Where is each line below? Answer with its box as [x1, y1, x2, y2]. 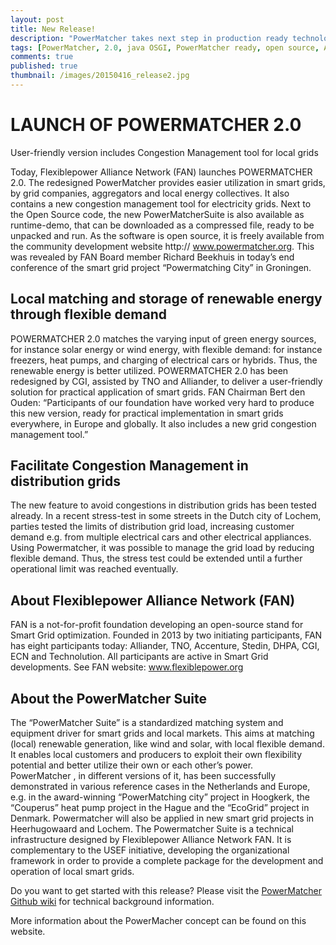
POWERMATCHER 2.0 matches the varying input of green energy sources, [10, 332, 317, 345]
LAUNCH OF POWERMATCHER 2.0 [10, 114, 302, 136]
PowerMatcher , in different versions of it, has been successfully [10, 770, 277, 782]
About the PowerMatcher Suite [10, 690, 208, 707]
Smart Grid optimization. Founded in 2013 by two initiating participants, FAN [10, 629, 323, 641]
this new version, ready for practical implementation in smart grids [10, 407, 284, 419]
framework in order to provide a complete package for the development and [10, 855, 324, 867]
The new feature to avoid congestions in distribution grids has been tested [10, 499, 317, 511]
